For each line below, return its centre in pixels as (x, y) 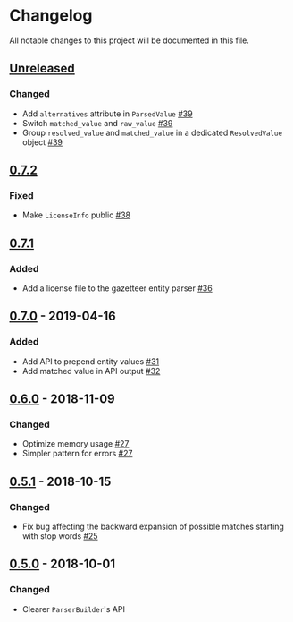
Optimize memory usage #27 (75, 444)
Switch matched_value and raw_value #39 (97, 123)
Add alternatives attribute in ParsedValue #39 (108, 114)
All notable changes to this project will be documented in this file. (130, 40)
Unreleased (42, 68)
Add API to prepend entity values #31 (91, 361)
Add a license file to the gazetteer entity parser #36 (117, 288)
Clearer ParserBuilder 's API (73, 609)
